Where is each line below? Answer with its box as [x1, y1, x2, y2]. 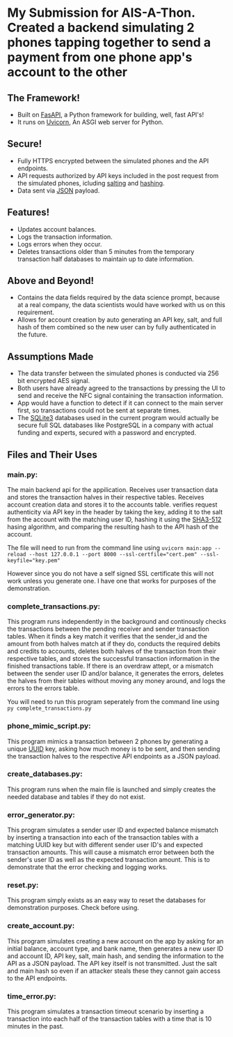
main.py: [7, 470, 38, 479]
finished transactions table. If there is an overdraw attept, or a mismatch [7, 662, 214, 671]
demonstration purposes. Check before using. [7, 904, 139, 912]
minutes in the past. [7, 1022, 64, 1031]
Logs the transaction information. [17, 232, 113, 241]
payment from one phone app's [7, 50, 193, 66]
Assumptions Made [7, 350, 94, 362]
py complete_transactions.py [7, 705, 92, 713]
